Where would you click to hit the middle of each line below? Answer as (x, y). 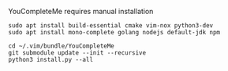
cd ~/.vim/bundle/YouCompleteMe (61, 46)
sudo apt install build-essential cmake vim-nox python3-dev (111, 26)
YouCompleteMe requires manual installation (81, 11)
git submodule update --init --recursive (77, 53)
